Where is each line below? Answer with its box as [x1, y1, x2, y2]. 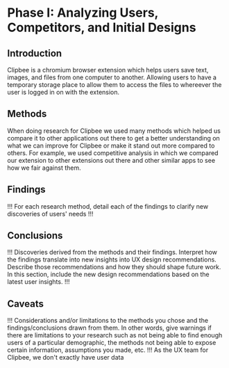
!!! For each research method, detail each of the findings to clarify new [7, 202, 209, 210]
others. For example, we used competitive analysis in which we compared [7, 148, 219, 157]
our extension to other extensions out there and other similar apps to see [7, 156, 216, 164]
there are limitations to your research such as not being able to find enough [7, 331, 223, 339]
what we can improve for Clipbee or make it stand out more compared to [7, 141, 215, 150]
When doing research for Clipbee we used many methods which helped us [7, 127, 221, 135]
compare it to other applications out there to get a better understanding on [7, 134, 220, 142]
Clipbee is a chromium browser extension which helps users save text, [7, 66, 209, 74]
